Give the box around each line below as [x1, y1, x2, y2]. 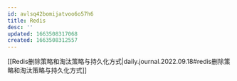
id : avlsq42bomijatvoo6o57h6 [7, 10, 94, 18]
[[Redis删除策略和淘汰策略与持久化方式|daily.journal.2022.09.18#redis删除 [7, 58, 224, 66]
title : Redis [7, 17, 46, 24]
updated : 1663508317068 [7, 30, 78, 38]
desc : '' [7, 23, 33, 31]
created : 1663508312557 [7, 37, 78, 44]
